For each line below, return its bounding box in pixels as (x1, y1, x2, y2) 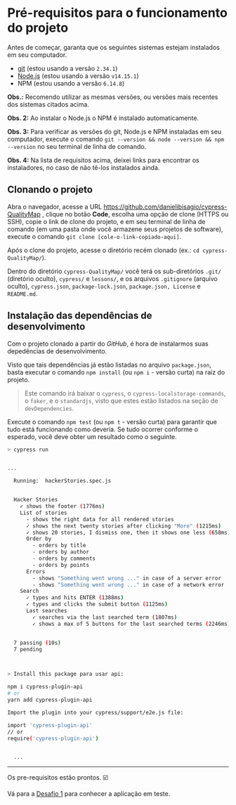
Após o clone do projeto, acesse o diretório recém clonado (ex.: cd (7, 246, 200, 254)
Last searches (25, 608, 68, 615)
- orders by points (32, 561, 90, 568)
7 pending (13, 646, 42, 653)
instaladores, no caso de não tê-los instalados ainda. (7, 163, 160, 171)
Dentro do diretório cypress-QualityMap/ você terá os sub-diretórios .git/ (7, 267, 221, 275)
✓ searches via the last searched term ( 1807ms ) (32, 613, 178, 621)
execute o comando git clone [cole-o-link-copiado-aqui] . (7, 232, 181, 240)
